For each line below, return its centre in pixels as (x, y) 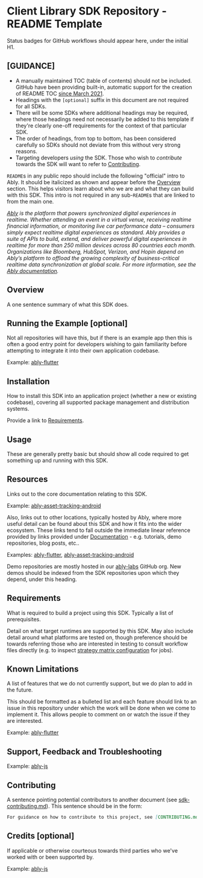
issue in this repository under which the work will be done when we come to (101, 708)
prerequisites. (24, 619)
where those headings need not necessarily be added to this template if (105, 119)
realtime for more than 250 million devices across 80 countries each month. (101, 245)
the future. (20, 690)
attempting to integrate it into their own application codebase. (83, 351)
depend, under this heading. (42, 579)
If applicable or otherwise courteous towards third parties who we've (92, 850)
